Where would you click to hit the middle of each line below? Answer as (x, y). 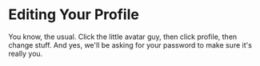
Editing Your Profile (74, 15)
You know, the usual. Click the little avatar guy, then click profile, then (123, 37)
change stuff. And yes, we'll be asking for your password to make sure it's (130, 45)
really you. (26, 53)
